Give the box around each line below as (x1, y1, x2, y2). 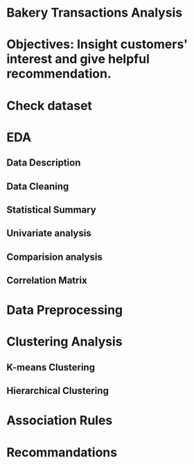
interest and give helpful (6, 51, 150, 67)
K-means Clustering (6, 362, 95, 373)
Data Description (6, 157, 81, 169)
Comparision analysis (6, 251, 103, 262)
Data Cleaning (6, 180, 69, 192)
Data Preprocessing (6, 303, 123, 318)
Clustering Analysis (6, 334, 123, 350)
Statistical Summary (6, 204, 96, 215)
